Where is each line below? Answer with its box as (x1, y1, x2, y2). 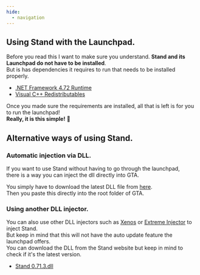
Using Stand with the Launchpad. (6, 37, 136, 47)
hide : (6, 8, 20, 15)
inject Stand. (6, 225, 38, 233)
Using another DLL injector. (6, 205, 89, 213)
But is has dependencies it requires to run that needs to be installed (6, 66, 176, 73)
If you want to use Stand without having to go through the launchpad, (6, 165, 181, 172)
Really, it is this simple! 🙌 (6, 115, 71, 123)
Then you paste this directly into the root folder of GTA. (6, 189, 145, 197)
